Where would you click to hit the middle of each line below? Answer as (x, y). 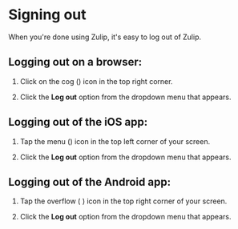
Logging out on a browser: (75, 62)
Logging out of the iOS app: (78, 122)
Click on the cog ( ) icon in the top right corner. (96, 81)
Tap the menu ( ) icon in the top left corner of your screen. (115, 141)
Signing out (47, 15)
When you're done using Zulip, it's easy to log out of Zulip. (105, 37)
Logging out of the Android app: (89, 182)
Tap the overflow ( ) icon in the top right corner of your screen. (123, 201)
